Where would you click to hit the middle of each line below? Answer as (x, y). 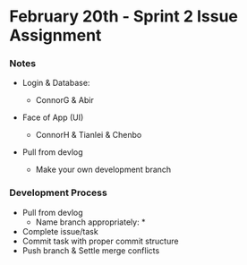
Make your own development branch (103, 170)
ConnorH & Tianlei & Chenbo (89, 135)
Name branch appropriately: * (90, 222)
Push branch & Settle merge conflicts (91, 250)
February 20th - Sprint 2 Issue (124, 17)
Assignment (55, 35)
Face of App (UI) (53, 117)
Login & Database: (56, 83)
